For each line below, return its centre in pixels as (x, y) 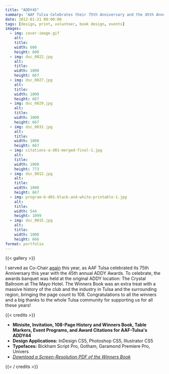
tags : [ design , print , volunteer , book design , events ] (65, 24)
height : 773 (27, 169)
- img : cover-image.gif (34, 33)
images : (13, 29)
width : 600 (26, 47)
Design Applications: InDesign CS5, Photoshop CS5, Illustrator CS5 (83, 341)
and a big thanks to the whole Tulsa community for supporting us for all (79, 300)
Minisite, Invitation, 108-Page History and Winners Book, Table (79, 325)
